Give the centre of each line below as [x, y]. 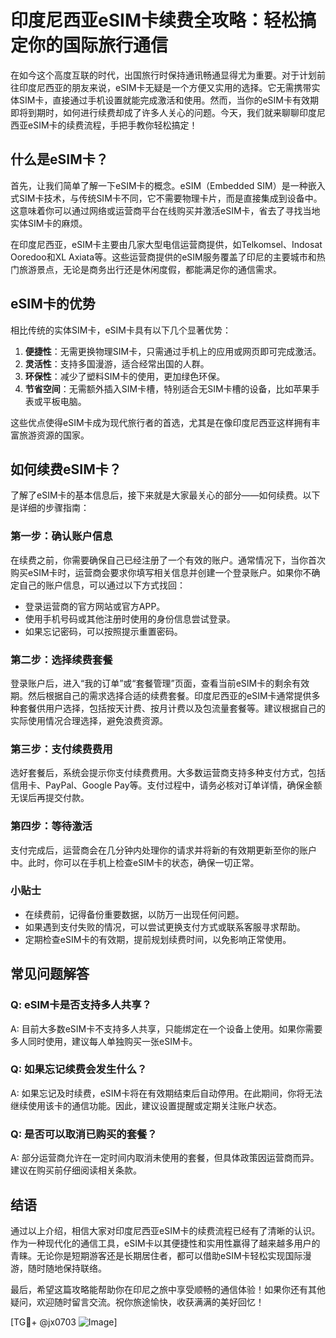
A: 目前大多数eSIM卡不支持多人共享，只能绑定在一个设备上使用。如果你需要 [166, 1028]
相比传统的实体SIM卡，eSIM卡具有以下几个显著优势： [121, 330]
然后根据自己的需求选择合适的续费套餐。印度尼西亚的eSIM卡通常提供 [169, 695]
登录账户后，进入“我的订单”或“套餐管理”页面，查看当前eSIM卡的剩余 [151, 683]
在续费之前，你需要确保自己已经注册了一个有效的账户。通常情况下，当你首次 [168, 560]
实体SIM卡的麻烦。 [49, 223]
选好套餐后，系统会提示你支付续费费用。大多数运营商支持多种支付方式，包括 [168, 773]
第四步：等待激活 [51, 826]
